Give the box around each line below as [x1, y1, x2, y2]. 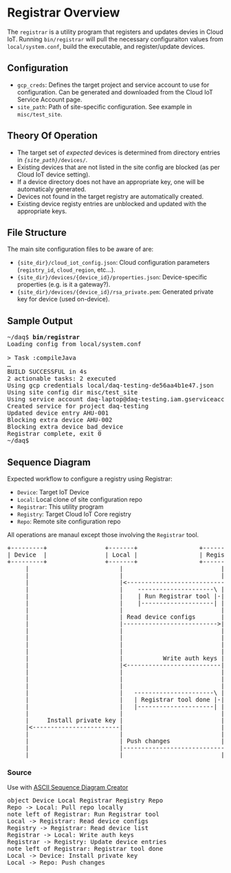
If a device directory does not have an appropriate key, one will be [16, 177, 205, 185]
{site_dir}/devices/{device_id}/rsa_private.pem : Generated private [16, 288, 214, 296]
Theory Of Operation [7, 130, 98, 142]
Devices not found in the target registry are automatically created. [16, 192, 204, 201]
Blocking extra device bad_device [7, 423, 124, 431]
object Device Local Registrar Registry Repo [7, 796, 164, 805]
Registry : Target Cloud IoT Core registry [16, 510, 132, 518]
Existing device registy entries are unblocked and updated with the [16, 199, 207, 208]
